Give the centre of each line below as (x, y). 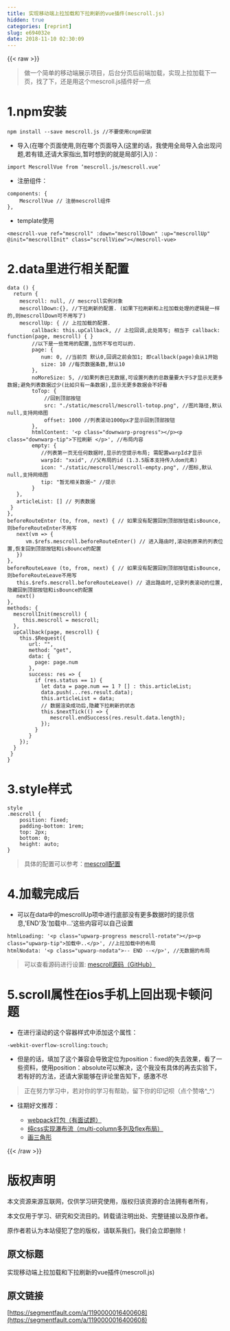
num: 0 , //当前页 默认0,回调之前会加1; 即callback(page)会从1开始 (129, 357)
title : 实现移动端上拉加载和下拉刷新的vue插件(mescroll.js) (86, 13)
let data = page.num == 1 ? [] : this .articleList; (116, 686)
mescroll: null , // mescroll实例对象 (71, 301)
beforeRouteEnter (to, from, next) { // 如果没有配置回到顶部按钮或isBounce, (114, 521)
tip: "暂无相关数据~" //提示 (78, 482)
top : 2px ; (34, 832)
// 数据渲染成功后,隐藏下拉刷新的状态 (88, 706)
